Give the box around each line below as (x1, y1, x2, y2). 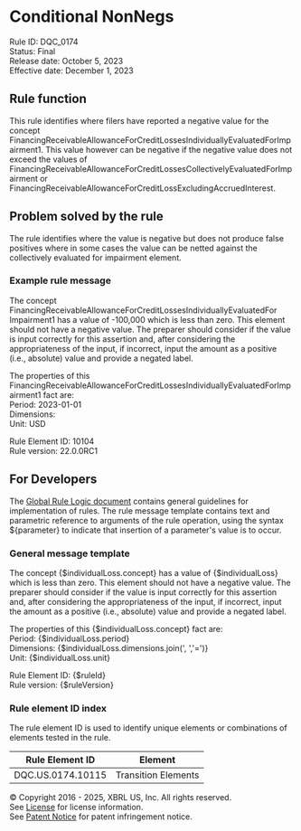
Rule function (9, 91, 88, 107)
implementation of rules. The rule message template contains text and (9, 505, 270, 516)
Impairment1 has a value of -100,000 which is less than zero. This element (9, 314, 286, 325)
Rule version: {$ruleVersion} (9, 679, 115, 690)
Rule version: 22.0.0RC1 (9, 445, 98, 456)
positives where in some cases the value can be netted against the (9, 242, 258, 253)
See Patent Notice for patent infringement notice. (9, 811, 193, 822)
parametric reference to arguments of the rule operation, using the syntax (9, 515, 285, 525)
